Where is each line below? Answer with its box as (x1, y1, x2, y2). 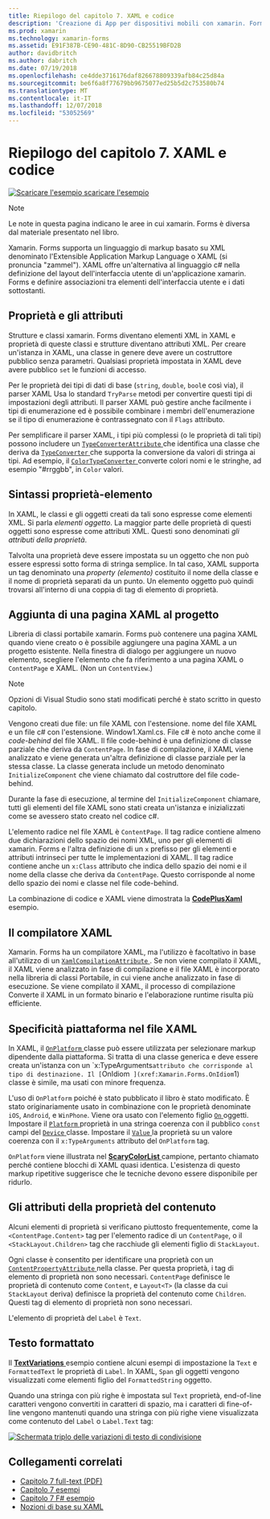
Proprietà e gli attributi (8, 309, 124, 323)
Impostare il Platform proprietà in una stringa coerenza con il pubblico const (8, 1119, 261, 1128)
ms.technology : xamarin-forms (8, 34, 110, 43)
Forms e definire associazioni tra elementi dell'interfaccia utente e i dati (8, 277, 245, 287)
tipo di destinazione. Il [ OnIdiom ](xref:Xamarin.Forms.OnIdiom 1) (8, 1069, 239, 1078)
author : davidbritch (8, 49, 78, 57)
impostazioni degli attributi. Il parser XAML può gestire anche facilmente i (8, 397, 252, 407)
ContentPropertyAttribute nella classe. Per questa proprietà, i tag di (8, 1263, 235, 1273)
